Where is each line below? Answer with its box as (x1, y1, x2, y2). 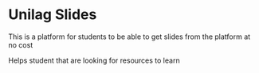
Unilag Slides (8, 6, 97, 24)
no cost (8, 40, 33, 49)
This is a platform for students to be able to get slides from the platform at (8, 32, 251, 41)
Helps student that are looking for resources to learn (8, 56, 181, 65)
